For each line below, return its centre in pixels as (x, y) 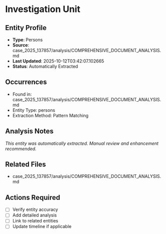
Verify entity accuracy (35, 209)
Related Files (26, 165)
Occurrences (26, 82)
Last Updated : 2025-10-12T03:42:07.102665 (58, 61)
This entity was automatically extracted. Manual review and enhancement (82, 143)
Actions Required (33, 197)
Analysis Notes (29, 131)
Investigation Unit (43, 9)
